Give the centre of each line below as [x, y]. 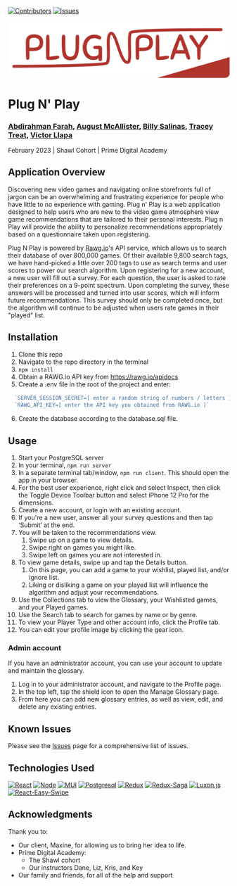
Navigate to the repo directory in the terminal [83, 362]
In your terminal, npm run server [65, 465]
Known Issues [40, 729]
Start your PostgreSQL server [61, 458]
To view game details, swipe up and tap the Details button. [103, 562]
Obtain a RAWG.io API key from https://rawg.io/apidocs [98, 376]
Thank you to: [28, 831]
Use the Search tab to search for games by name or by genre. [108, 615]
